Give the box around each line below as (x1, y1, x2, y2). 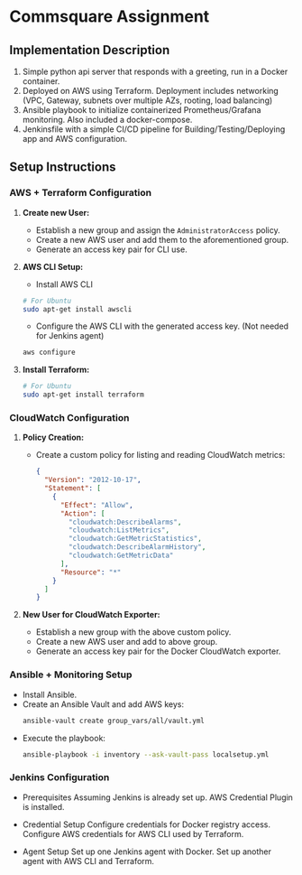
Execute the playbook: (22, 732, 106, 743)
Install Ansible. (22, 689, 78, 700)
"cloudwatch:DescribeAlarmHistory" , (68, 543, 206, 552)
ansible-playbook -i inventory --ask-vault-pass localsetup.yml (22, 749, 270, 759)
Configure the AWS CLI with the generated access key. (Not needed (35, 321, 289, 331)
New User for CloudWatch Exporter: (22, 610, 160, 620)
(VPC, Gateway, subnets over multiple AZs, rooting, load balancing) (22, 95, 273, 106)
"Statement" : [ (43, 484, 102, 493)
